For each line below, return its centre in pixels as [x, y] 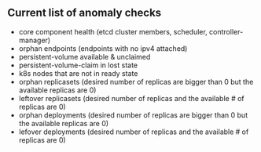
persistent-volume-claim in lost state [78, 65]
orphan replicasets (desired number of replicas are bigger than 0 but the [136, 81]
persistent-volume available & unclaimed [85, 56]
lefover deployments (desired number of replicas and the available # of [134, 132]
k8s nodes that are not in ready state [78, 73]
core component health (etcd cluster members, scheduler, [113, 31]
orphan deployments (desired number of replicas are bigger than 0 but [133, 115]
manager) [35, 40]
